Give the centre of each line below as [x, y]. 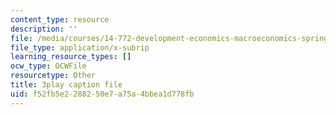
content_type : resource [60, 19]
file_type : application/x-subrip [80, 47]
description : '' [44, 29]
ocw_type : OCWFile [48, 66]
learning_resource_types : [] [71, 57]
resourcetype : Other [53, 76]
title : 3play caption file [66, 85]
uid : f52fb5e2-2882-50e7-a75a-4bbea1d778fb [102, 94]
